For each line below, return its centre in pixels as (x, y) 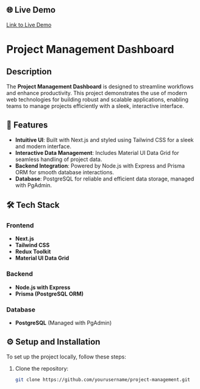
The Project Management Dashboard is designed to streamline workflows (100, 86)
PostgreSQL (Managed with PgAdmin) (63, 323)
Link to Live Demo (29, 24)
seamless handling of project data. (59, 159)
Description (29, 72)
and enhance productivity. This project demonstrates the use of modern (97, 93)
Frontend (20, 225)
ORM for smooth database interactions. (65, 172)
